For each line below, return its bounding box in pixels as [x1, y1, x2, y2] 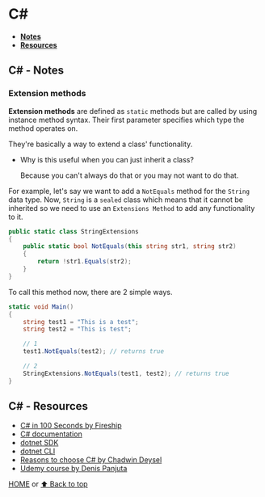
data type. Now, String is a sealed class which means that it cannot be [8, 195, 244, 204]
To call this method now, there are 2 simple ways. [8, 287, 173, 297]
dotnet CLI [19, 446, 56, 457]
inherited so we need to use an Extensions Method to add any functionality [8, 203, 255, 213]
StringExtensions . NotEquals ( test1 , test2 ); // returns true [23, 369, 229, 377]
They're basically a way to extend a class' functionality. [8, 139, 193, 149]
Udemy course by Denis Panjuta [19, 464, 128, 474]
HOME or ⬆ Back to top [8, 479, 88, 489]
